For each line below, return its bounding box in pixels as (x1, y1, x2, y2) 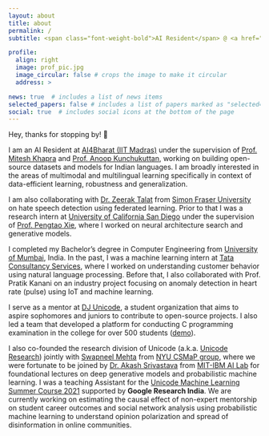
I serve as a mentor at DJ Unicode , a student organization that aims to (8, 302, 239, 313)
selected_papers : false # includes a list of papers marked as (8, 100, 224, 108)
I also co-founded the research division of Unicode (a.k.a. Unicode (8, 344, 228, 353)
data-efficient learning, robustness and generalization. (8, 180, 188, 189)
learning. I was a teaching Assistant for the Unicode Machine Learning (8, 377, 240, 387)
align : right (15, 56, 59, 64)
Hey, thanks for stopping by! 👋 (8, 130, 108, 139)
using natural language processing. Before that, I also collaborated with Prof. (8, 270, 261, 280)
